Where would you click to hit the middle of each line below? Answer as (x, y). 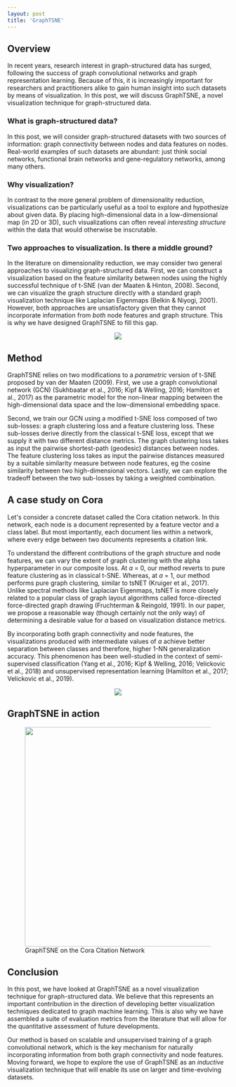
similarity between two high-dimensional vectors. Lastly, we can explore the (117, 470)
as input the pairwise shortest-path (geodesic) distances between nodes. (113, 448)
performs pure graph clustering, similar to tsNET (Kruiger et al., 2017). (108, 583)
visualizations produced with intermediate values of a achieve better (106, 641)
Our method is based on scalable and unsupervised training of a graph (110, 1040)
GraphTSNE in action (54, 714)
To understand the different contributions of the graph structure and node (114, 553)
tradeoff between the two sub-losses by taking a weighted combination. (112, 478)
